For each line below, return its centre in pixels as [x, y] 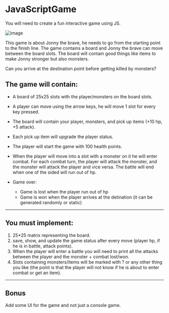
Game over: [24, 182]
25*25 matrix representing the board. [51, 235]
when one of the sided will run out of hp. [55, 172]
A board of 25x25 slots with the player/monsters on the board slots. [82, 96]
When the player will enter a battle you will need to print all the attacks [85, 251]
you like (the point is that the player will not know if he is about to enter [86, 267]
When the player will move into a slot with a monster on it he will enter [85, 156]
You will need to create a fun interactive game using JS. [63, 23]
